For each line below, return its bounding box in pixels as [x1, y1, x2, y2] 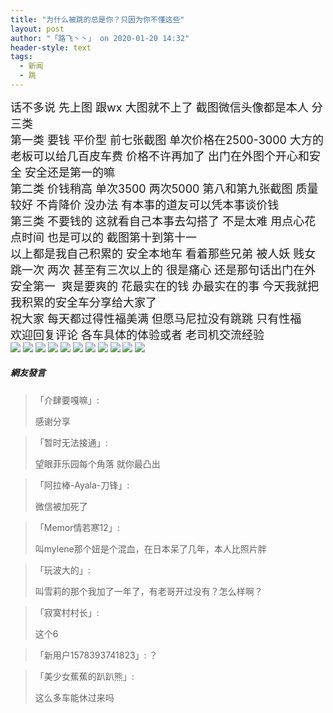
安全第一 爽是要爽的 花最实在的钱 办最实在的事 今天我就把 [10, 279, 320, 293]
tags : [10, 52, 33, 62]
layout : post [10, 24, 65, 34]
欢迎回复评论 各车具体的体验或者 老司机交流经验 [10, 327, 265, 342]
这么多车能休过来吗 [34, 691, 115, 703]
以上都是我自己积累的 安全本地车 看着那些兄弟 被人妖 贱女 [10, 246, 317, 261]
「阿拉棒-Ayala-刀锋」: [34, 479, 130, 491]
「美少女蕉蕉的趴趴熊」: [34, 670, 135, 682]
